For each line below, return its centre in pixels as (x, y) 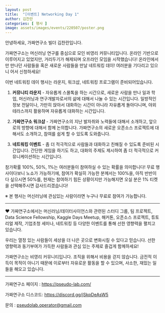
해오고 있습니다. (29, 269)
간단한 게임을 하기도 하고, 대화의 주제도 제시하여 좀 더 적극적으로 (92, 150)
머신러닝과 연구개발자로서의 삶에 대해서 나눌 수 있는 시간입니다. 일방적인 (88, 99)
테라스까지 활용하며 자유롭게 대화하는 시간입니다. (59, 111)
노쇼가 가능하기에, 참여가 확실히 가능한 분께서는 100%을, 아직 (85, 174)
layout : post (18, 10)
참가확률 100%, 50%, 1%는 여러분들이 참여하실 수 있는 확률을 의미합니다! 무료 (80, 167)
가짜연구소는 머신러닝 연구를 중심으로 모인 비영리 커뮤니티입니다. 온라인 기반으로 (82, 53)
